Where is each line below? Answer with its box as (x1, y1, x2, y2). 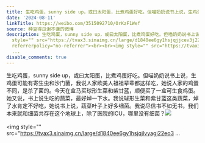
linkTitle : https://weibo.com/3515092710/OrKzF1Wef (6, 20, 140, 26)
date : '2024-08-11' (6, 15, 56, 21)
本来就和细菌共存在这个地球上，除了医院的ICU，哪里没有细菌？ (6, 110, 166, 117)
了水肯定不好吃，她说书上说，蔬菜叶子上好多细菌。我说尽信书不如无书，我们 (6, 102, 199, 110)
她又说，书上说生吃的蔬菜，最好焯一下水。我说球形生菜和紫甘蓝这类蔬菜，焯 (6, 94, 199, 102)
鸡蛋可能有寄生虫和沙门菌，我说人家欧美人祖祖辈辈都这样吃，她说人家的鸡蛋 (6, 79, 199, 86)
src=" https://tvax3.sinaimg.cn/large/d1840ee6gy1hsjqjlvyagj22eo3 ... (6, 129, 181, 137)
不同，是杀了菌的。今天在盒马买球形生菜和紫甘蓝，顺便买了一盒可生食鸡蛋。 (6, 86, 199, 94)
